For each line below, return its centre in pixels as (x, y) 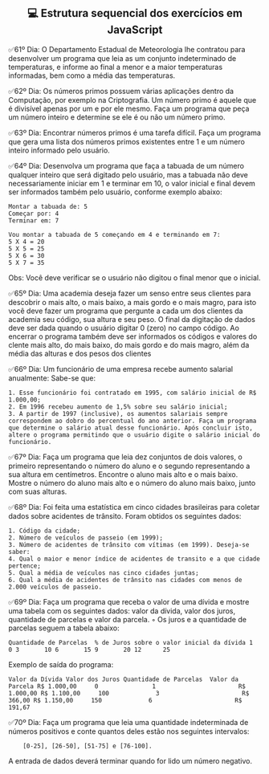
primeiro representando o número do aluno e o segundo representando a (129, 466)
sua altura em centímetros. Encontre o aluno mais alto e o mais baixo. (123, 474)
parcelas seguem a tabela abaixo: (64, 628)
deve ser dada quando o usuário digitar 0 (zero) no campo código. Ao (124, 328)
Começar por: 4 (34, 214)
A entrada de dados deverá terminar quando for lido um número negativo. (130, 760)
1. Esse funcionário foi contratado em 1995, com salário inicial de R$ (132, 393)
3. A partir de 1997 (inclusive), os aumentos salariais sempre (118, 413)
